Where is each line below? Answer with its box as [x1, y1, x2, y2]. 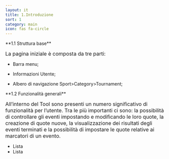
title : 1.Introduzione [5, 12, 53, 17]
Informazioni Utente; [12, 71, 56, 77]
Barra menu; [12, 61, 39, 67]
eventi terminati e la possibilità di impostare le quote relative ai [5, 126, 154, 133]
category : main [5, 21, 38, 27]
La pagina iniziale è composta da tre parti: [5, 50, 106, 58]
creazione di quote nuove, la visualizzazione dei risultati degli [5, 120, 153, 127]
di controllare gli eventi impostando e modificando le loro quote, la [5, 113, 164, 120]
